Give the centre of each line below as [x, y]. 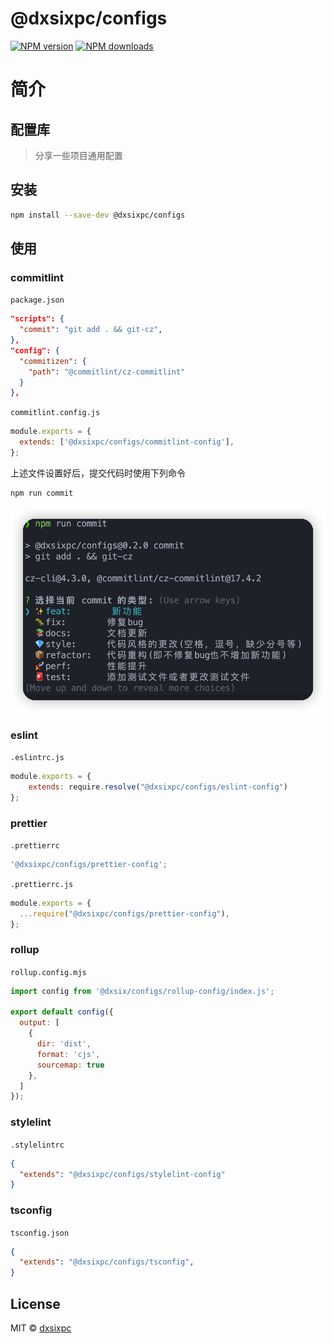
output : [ [39, 1023]
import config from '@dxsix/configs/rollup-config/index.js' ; [142, 991]
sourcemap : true [70, 1065]
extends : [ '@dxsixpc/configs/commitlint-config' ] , [127, 442]
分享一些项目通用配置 [78, 155]
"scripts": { [37, 319]
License [35, 1303]
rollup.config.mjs [48, 972]
